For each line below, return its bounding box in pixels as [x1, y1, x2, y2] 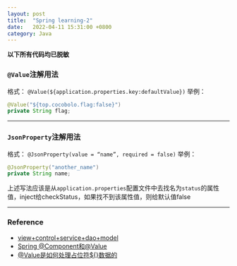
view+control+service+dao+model [17, 234, 119, 242]
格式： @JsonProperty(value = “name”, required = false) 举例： [7, 150, 197, 158]
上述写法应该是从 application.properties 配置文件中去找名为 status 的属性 [7, 184, 220, 193]
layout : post [7, 10, 46, 18]
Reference [7, 217, 44, 227]
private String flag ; [7, 107, 71, 115]
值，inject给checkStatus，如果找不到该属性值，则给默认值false [7, 193, 191, 201]
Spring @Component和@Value [17, 241, 107, 250]
